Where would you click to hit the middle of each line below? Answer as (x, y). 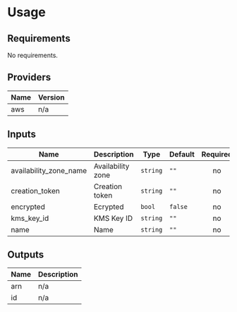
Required (217, 154)
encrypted (28, 207)
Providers (29, 77)
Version (51, 97)
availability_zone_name (49, 170)
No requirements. (33, 55)
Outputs (26, 255)
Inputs (22, 134)
